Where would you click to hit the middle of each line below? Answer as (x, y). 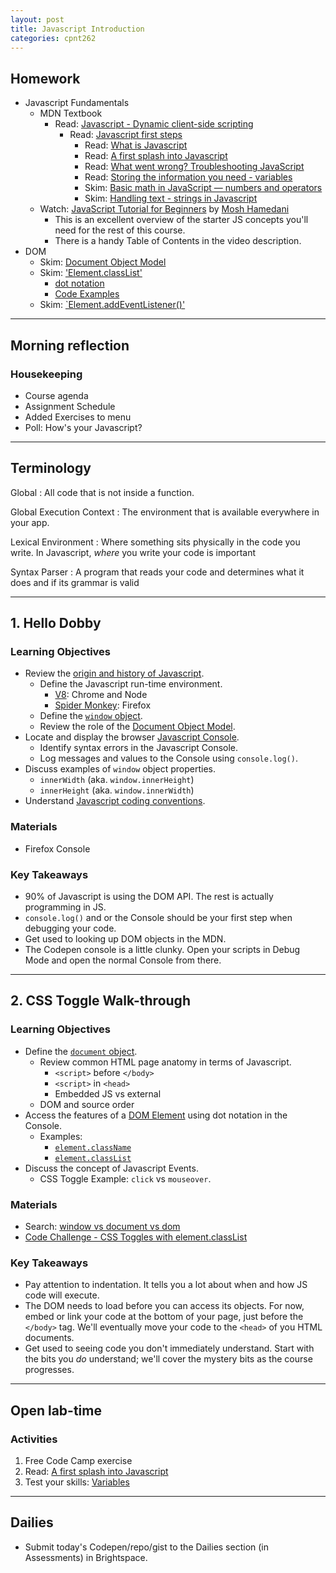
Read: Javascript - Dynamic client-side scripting (154, 124)
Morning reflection (70, 345)
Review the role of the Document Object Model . (137, 727)
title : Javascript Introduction (77, 29)
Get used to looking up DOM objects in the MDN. (125, 938)
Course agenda (56, 395)
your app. (30, 522)
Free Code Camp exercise (78, 1460)
